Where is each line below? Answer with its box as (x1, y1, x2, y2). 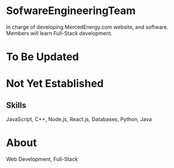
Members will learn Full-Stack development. (6, 29, 112, 36)
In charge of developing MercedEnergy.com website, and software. (6, 23, 169, 30)
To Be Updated (6, 50, 79, 64)
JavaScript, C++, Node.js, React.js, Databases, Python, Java (6, 116, 152, 123)
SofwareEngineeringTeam (6, 4, 136, 18)
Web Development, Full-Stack (6, 156, 78, 163)
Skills (6, 100, 26, 110)
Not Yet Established (6, 77, 104, 90)
